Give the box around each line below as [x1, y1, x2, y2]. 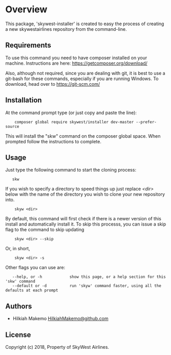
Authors [5, 302, 32, 310]
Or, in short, [5, 246, 30, 252]
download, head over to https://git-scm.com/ [5, 81, 100, 87]
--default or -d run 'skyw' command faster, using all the [12, 284, 161, 289]
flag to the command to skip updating [5, 227, 84, 233]
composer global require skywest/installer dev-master [14, 119, 134, 124]
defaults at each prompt [5, 288, 58, 293]
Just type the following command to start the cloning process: [5, 167, 137, 173]
